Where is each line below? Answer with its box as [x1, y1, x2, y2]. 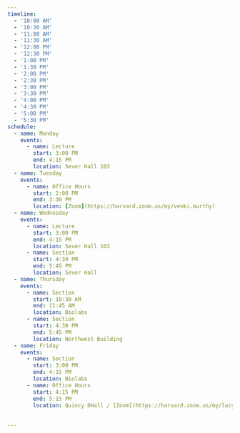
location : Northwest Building [33, 335, 123, 342]
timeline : [7, 10, 37, 18]
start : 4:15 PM [33, 388, 79, 396]
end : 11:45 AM [33, 302, 75, 310]
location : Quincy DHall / [33, 402, 111, 409]
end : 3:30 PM [33, 196, 72, 203]
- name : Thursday [14, 275, 66, 282]
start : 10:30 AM [33, 295, 81, 303]
